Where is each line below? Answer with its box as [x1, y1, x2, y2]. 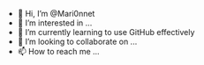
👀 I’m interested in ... [17, 18, 93, 28]
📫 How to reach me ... [17, 47, 100, 56]
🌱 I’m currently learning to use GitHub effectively [17, 27, 195, 37]
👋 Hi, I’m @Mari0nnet [17, 9, 95, 18]
